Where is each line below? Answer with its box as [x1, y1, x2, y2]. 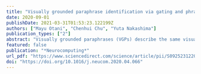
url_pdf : [6, 53, 28, 59]
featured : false [6, 42, 47, 48]
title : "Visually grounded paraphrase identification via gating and [6, 8, 184, 15]
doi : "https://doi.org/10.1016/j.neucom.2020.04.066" [6, 58, 144, 64]
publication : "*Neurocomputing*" [6, 48, 90, 54]
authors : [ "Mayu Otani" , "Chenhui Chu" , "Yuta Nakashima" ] [6, 25, 157, 32]
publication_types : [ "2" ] [6, 31, 71, 37]
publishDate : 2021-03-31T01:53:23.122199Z [6, 20, 114, 26]
